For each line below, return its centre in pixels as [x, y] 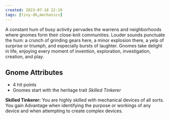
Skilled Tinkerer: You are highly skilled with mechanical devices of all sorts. [85, 100]
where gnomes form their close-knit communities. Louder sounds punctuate [85, 35]
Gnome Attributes [34, 72]
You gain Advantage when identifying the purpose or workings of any [78, 106]
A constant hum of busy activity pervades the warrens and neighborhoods [83, 29]
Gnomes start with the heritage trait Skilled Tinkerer [67, 90]
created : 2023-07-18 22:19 [34, 10]
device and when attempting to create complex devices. [64, 111]
